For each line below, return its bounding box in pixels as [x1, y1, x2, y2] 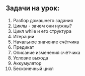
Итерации [13, 33, 35, 39]
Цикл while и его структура [13, 28, 72, 34]
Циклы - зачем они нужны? [13, 23, 72, 29]
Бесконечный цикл [13, 65, 54, 71]
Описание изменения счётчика [13, 49, 80, 55]
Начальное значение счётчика [13, 39, 79, 45]
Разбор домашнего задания [13, 17, 73, 23]
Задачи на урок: [6, 4, 60, 13]
